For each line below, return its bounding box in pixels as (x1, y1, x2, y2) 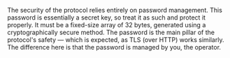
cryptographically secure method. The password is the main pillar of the (7, 28, 215, 36)
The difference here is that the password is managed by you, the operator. (7, 43, 222, 51)
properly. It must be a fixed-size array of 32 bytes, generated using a (7, 21, 206, 29)
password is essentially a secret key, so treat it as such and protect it (7, 13, 206, 22)
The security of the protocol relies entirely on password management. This (7, 6, 222, 14)
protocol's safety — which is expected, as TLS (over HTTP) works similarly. (7, 36, 224, 44)
